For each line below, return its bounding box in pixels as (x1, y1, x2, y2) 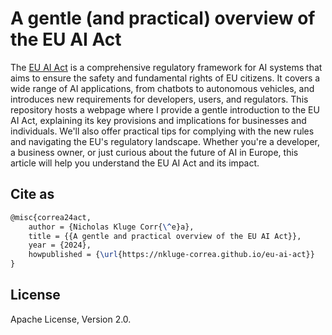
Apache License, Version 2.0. (10, 313, 132, 325)
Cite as (10, 186, 55, 203)
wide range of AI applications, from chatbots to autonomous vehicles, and (10, 82, 315, 94)
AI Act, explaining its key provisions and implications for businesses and (10, 114, 307, 126)
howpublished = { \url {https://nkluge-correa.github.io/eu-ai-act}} (28, 250, 315, 260)
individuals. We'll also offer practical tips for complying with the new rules (10, 125, 315, 137)
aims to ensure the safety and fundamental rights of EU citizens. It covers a (10, 72, 321, 84)
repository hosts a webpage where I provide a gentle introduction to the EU (10, 103, 320, 116)
